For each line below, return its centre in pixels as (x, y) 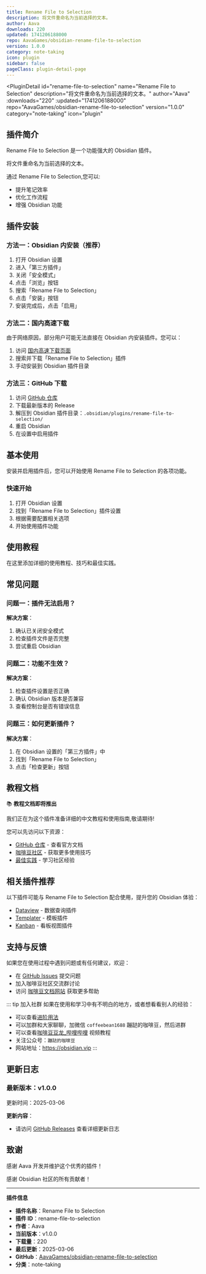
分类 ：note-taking (38, 1264)
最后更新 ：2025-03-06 (44, 1249)
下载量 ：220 (31, 1241)
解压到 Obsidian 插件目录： (49, 413)
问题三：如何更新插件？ (41, 724)
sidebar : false (26, 63)
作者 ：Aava (30, 1226)
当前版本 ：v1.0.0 (36, 1234)
